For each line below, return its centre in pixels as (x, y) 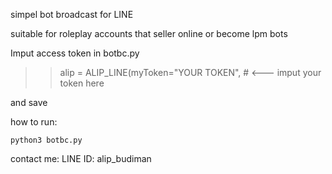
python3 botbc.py (46, 140)
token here (82, 83)
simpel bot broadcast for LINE (72, 14)
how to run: (34, 122)
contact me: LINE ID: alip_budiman (81, 158)
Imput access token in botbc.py (75, 53)
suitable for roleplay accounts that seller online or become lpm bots (149, 33)
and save (29, 102)
